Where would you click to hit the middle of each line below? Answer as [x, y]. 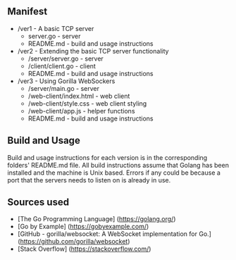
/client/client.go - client [62, 66]
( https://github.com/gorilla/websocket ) [74, 242]
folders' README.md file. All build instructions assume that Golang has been [118, 165]
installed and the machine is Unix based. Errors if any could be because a [114, 173]
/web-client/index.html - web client [79, 96]
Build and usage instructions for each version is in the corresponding [107, 157]
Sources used [38, 203]
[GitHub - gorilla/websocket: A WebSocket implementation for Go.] [114, 234]
